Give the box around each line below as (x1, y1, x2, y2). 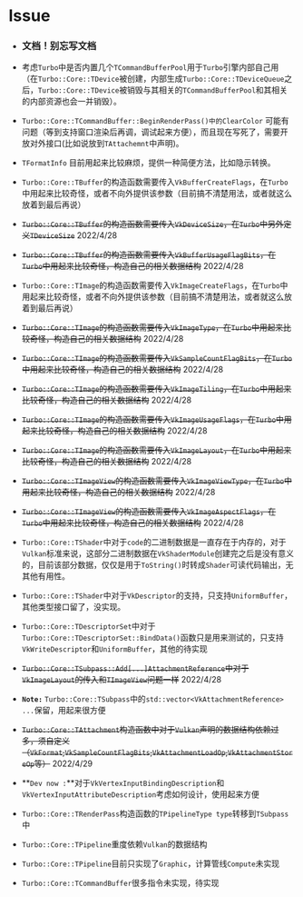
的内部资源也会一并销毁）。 (21, 96, 122, 107)
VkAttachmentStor (227, 749, 293, 758)
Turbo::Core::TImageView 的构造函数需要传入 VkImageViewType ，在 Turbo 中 (21, 475, 292, 486)
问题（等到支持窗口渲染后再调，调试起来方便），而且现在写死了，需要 (21, 126, 280, 137)
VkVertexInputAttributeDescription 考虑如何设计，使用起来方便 (21, 789, 260, 800)
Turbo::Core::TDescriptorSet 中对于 (21, 621, 156, 632)
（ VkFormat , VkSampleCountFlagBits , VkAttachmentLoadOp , (21, 747, 229, 758)
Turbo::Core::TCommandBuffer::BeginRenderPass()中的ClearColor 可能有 (21, 115, 289, 126)
